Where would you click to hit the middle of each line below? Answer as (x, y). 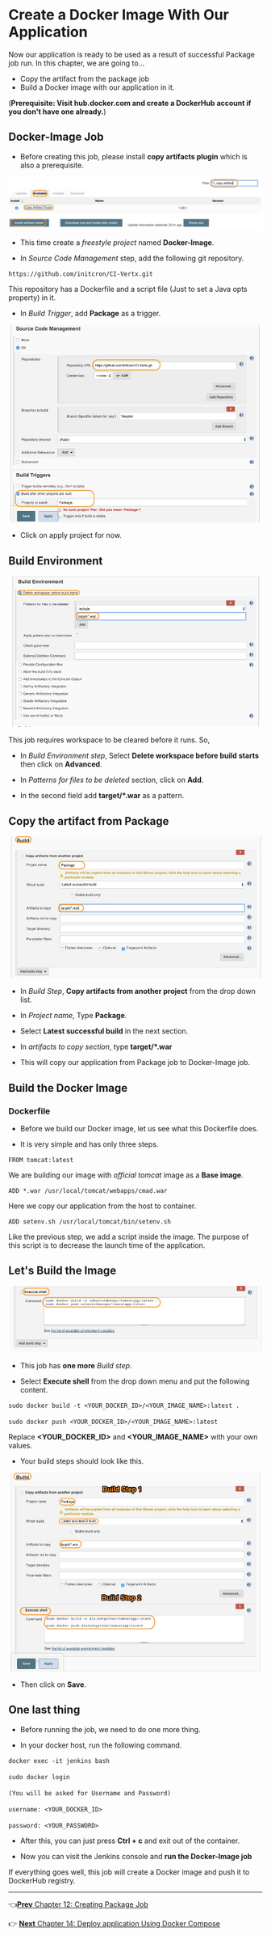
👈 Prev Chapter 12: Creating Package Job (79, 1904)
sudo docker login (39, 1777)
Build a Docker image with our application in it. (97, 87)
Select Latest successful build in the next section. (104, 1031)
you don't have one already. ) (57, 112)
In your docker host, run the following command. (101, 1745)
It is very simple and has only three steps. (89, 1144)
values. (20, 1445)
